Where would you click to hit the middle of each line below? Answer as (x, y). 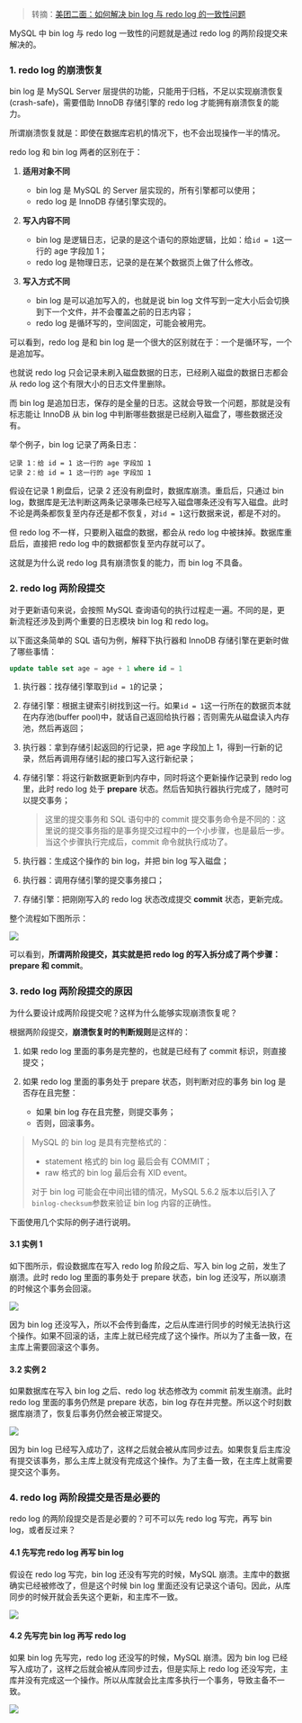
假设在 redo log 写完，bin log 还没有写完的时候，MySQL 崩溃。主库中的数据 (150, 1574)
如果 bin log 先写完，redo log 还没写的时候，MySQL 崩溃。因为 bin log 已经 (149, 1657)
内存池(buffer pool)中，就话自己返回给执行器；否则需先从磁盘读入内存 (160, 717)
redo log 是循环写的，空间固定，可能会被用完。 (123, 323)
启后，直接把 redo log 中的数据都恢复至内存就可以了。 (110, 544)
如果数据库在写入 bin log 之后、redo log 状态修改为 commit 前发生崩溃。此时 (151, 1391)
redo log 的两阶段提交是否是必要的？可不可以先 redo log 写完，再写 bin (141, 1519)
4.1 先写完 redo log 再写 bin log (67, 1553)
